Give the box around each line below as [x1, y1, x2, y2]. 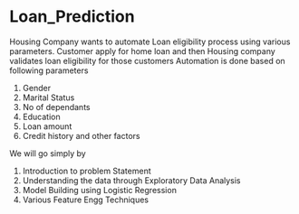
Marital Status [22, 92, 75, 103]
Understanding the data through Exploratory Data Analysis [22, 174, 242, 186]
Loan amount [22, 120, 72, 132]
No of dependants [22, 101, 91, 112]
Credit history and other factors [22, 130, 140, 141]
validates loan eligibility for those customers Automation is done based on [9, 55, 285, 66]
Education [22, 111, 61, 122]
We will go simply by [9, 147, 86, 159]
